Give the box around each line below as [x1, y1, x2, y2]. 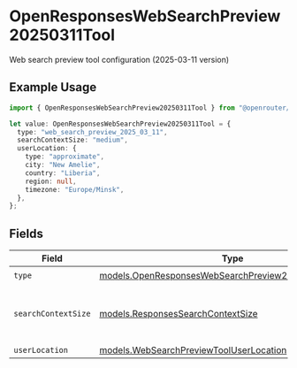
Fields [9, 226, 44, 241]
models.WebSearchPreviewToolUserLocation [99, 344, 287, 356]
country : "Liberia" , [25, 168, 101, 178]
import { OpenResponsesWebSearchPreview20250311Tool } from [9, 103, 236, 112]
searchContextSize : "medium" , [17, 135, 128, 145]
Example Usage [9, 80, 97, 95]
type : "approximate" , [25, 152, 104, 161]
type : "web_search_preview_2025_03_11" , [17, 127, 168, 136]
